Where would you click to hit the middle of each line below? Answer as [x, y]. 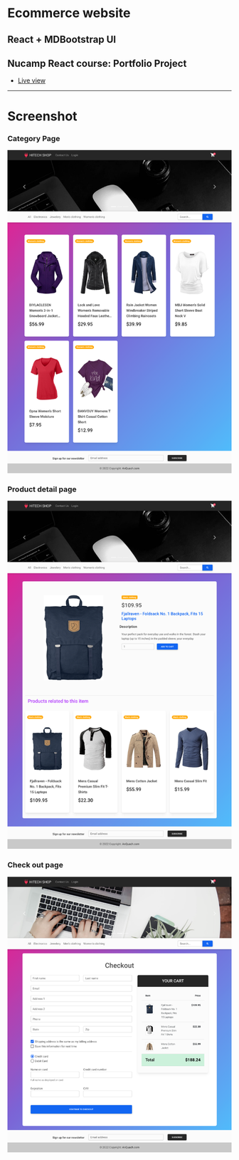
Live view [32, 80]
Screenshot [42, 116]
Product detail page [42, 489]
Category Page [34, 138]
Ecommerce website [69, 13]
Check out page [36, 865]
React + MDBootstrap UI [62, 40]
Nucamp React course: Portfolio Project [97, 63]
